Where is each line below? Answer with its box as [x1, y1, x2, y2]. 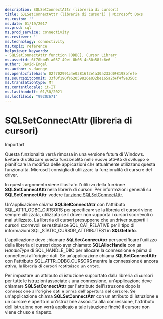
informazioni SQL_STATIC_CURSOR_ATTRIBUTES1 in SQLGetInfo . [5, 228, 137, 234]
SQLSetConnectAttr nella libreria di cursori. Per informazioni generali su [5, 187, 152, 193]
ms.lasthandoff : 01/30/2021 [5, 89, 63, 94]
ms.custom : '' [5, 16, 34, 21]
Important [5, 142, 25, 148]
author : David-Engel [5, 62, 47, 67]
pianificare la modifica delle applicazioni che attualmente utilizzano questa [5, 161, 156, 167]
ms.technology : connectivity [5, 39, 65, 44]
